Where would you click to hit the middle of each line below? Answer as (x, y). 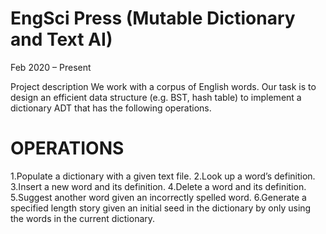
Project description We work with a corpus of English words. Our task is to (163, 86)
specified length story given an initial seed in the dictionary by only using (161, 208)
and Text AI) (61, 39)
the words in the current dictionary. (83, 218)
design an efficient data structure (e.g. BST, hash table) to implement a (156, 97)
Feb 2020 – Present (51, 67)
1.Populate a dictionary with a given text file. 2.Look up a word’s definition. (163, 176)
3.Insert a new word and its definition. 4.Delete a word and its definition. (158, 186)
